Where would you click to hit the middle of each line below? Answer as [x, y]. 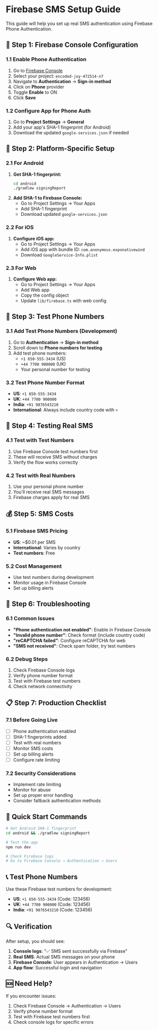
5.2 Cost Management [34, 566]
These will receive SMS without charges [55, 457]
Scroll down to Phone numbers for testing [58, 348]
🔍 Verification [29, 926]
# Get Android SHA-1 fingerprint [41, 828]
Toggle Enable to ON [35, 92]
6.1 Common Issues [30, 619]
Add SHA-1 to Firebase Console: [48, 198]
